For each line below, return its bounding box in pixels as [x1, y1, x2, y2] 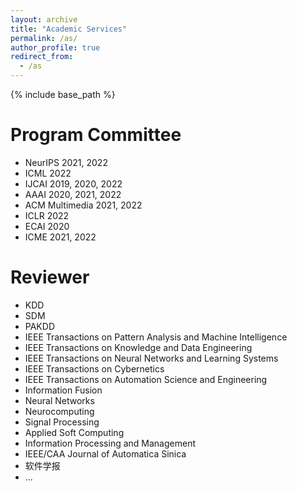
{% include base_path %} [10, 89, 116, 100]
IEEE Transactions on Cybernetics [24, 362, 165, 375]
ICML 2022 [24, 167, 72, 179]
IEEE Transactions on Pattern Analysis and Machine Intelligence [24, 331, 288, 343]
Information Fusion [24, 384, 103, 396]
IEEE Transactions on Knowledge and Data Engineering [24, 341, 253, 353]
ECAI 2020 [24, 220, 70, 232]
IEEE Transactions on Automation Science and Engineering [24, 373, 268, 385]
